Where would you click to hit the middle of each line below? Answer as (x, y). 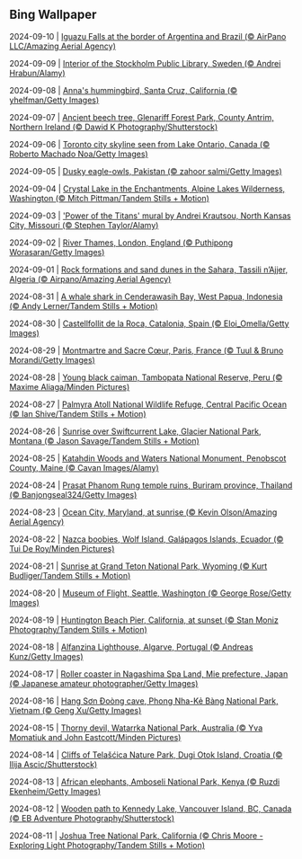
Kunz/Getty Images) (46, 656)
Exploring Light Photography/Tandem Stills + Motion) (107, 845)
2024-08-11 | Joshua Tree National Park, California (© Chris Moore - (136, 836)
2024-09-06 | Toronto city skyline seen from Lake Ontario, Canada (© (140, 144)
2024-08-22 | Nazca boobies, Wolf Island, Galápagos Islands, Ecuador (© (147, 539)
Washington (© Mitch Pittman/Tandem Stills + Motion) (109, 198)
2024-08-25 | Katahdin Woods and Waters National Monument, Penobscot (148, 458)
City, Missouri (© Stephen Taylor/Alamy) (84, 225)
